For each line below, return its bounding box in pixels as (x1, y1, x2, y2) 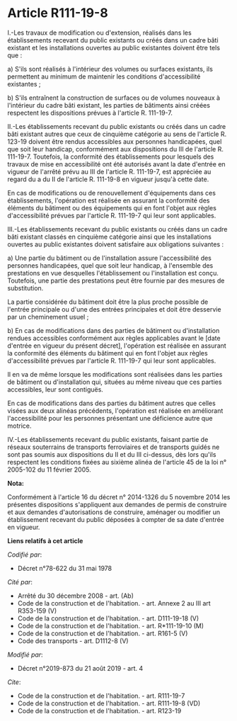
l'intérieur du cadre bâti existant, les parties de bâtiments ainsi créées (7, 101, 211, 109)
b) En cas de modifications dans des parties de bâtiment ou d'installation (7, 326, 220, 334)
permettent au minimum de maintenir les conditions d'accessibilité (7, 72, 201, 81)
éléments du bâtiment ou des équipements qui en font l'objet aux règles (7, 203, 217, 212)
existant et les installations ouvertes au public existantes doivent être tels (7, 43, 221, 52)
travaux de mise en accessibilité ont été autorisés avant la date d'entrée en (7, 159, 226, 168)
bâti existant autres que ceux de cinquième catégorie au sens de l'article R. (7, 130, 227, 138)
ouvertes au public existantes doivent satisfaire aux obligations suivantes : (7, 239, 224, 249)
